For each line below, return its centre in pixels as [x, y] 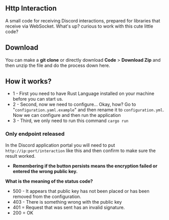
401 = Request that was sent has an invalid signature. [69, 207]
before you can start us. [38, 99]
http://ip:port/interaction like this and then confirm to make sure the [80, 151]
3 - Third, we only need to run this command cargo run [70, 121]
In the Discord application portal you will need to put [60, 145]
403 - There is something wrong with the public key [67, 202]
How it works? [29, 81]
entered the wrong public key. [45, 171]
